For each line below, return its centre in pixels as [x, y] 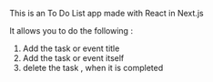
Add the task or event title [71, 48]
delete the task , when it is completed [93, 68]
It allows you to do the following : [71, 31]
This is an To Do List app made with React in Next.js [106, 13]
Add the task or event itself [73, 58]
